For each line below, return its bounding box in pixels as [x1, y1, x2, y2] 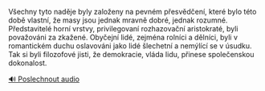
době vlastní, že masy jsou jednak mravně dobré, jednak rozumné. [8, 15, 228, 25]
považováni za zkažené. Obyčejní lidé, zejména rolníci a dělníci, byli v [8, 32, 238, 42]
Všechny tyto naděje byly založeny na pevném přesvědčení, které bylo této [8, 7, 257, 16]
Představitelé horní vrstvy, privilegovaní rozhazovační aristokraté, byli [8, 24, 238, 33]
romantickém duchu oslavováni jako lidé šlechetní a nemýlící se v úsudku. [8, 41, 252, 51]
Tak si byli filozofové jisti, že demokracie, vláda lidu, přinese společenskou [8, 50, 255, 59]
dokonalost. [8, 58, 47, 68]
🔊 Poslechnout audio [8, 74, 80, 84]
